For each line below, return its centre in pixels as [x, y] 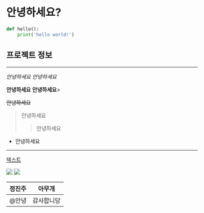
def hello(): [23, 29]
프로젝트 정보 [29, 55]
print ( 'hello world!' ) [46, 35]
